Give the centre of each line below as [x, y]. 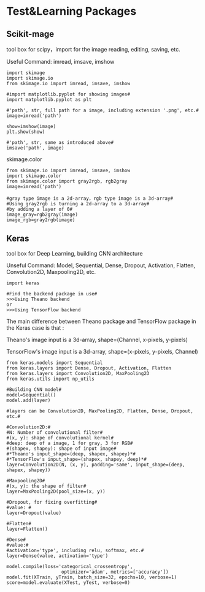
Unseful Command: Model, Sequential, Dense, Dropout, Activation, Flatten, [101, 265]
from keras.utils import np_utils [51, 379]
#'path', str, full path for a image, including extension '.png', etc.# [103, 110]
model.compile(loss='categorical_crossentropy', [70, 566]
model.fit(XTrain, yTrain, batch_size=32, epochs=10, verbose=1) [91, 577]
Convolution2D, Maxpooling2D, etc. [51, 271]
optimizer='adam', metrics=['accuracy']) [115, 572]
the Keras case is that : [35, 328]
